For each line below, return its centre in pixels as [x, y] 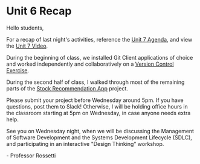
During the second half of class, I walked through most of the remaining [95, 82]
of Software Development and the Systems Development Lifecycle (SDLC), [99, 137]
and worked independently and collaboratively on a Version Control [90, 64]
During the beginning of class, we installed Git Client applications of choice [100, 57]
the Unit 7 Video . [27, 46]
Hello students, [25, 28]
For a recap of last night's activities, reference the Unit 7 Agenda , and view [99, 39]
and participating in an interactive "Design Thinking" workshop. [85, 143]
